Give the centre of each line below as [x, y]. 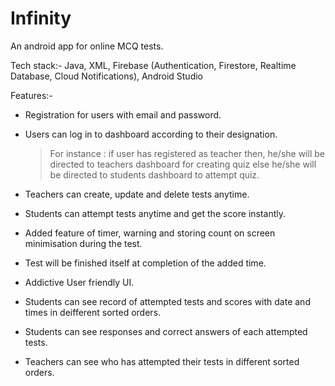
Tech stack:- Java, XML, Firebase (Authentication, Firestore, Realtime [153, 65]
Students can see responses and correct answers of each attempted [166, 331]
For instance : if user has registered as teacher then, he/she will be [187, 153]
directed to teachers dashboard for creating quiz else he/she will [183, 164]
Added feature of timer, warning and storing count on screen [150, 233]
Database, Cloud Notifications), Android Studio [106, 76]
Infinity [41, 18]
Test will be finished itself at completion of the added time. [145, 263]
